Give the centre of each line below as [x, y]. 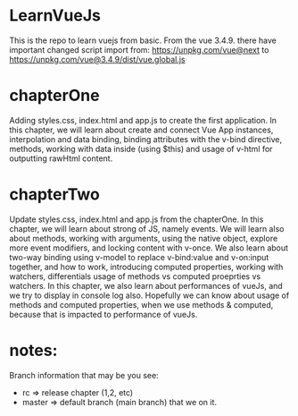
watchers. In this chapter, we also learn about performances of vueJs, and [146, 285]
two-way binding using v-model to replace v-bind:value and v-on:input [139, 257]
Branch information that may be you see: [84, 375]
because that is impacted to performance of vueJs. [103, 314]
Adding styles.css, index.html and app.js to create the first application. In [143, 120]
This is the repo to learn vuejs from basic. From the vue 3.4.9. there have [143, 40]
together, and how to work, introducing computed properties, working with [146, 267]
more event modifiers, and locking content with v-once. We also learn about [149, 248]
